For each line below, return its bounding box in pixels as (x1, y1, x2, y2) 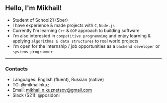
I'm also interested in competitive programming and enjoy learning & (12, 33, 151, 38)
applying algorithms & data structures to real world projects (12, 38, 139, 44)
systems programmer (12, 49, 53, 54)
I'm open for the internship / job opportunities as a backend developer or (12, 43, 160, 49)
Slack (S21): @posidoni (12, 92, 60, 98)
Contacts (5, 65, 28, 72)
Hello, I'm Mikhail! (5, 4, 62, 12)
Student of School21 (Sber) (12, 17, 68, 23)
